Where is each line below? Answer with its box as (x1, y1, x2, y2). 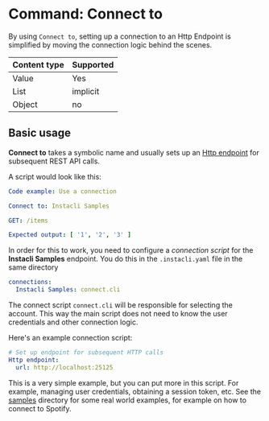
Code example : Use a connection (8, 187, 117, 196)
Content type (12, 59, 64, 70)
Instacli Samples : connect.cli (15, 286, 121, 294)
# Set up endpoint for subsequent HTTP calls (8, 349, 163, 357)
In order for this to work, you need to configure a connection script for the (8, 246, 254, 255)
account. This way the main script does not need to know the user (8, 309, 228, 318)
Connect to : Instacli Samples (8, 202, 110, 210)
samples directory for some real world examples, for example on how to (8, 395, 247, 405)
